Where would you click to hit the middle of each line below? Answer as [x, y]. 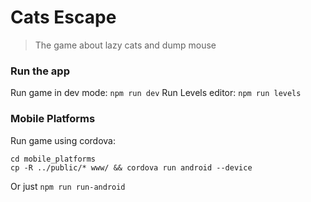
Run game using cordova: [63, 140]
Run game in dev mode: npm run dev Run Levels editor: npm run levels [156, 93]
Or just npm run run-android [68, 186]
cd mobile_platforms [53, 159]
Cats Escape [63, 17]
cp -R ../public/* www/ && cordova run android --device [131, 167]
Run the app [40, 71]
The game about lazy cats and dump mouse [125, 45]
